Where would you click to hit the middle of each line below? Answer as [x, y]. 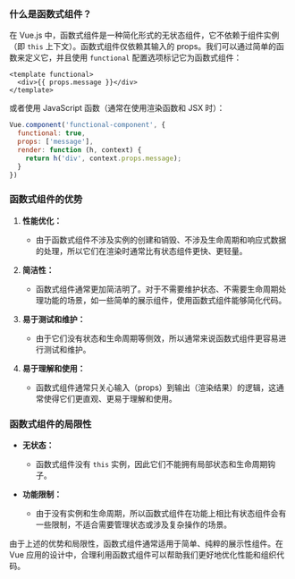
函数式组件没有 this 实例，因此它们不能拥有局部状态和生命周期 [152, 464]
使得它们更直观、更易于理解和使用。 [110, 398]
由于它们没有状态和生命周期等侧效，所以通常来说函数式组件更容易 [157, 338]
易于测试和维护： [54, 319]
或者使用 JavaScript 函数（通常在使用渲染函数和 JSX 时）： [117, 108]
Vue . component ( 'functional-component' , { [88, 125]
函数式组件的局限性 [51, 424]
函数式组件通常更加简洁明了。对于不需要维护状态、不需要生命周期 [157, 289]
